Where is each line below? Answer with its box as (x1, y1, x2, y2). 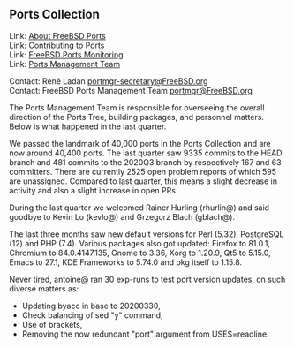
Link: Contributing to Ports (9, 40, 105, 50)
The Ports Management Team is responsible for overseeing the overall (9, 102, 265, 113)
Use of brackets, (21, 319, 83, 329)
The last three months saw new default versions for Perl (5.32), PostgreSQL (9, 229, 284, 239)
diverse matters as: (9, 283, 79, 294)
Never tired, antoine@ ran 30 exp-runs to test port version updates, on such (9, 274, 286, 284)
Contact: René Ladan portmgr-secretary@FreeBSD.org (9, 75, 208, 87)
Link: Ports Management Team (9, 58, 121, 69)
